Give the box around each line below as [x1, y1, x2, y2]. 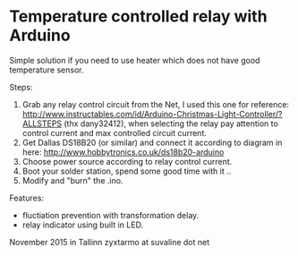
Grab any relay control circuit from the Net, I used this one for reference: [21, 98, 289, 109]
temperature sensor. [9, 64, 84, 75]
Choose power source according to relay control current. [21, 156, 233, 166]
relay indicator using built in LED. [21, 219, 144, 230]
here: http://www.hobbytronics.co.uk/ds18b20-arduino [21, 146, 225, 158]
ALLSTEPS [21, 118, 63, 129]
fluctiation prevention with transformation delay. [21, 209, 200, 220]
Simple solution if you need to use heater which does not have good [9, 55, 260, 65]
